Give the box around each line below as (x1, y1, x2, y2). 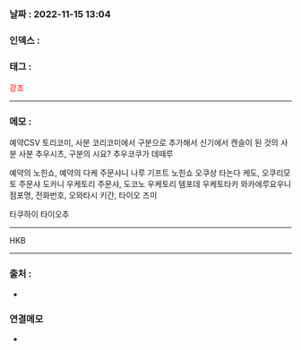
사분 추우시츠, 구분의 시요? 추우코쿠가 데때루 (18, 149, 174, 159)
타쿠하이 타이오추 (9, 209, 70, 220)
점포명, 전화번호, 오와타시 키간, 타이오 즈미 (9, 190, 158, 201)
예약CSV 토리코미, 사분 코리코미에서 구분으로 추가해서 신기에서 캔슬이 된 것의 (9, 137, 279, 149)
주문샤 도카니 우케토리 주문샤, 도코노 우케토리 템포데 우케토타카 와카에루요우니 (18, 179, 292, 190)
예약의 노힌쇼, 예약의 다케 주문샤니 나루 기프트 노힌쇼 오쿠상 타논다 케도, (9, 167, 260, 178)
